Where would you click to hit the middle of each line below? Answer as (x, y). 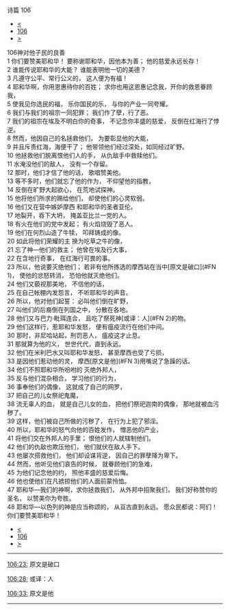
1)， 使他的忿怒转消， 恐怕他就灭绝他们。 (65, 275)
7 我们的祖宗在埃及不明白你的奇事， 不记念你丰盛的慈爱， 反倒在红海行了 (110, 121)
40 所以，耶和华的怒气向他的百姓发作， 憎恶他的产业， (85, 430)
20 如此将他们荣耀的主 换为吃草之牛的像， (67, 241)
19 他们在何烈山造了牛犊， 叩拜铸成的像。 (66, 232)
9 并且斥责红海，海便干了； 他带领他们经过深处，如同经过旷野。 (98, 147)
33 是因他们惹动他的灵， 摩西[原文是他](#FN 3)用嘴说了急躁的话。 (100, 361)
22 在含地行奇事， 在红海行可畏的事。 (61, 258)
